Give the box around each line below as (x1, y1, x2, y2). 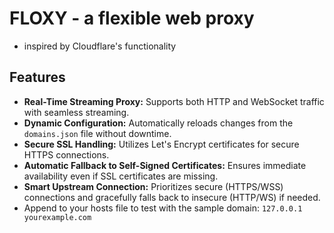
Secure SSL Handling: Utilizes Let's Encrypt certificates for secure (23, 138, 300, 150)
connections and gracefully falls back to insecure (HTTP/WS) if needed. (23, 191, 321, 203)
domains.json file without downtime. (23, 127, 172, 139)
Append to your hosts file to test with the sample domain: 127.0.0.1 (23, 202, 303, 214)
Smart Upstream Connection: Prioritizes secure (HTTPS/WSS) (23, 180, 284, 192)
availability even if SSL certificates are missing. (23, 170, 219, 182)
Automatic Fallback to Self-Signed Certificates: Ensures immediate (23, 159, 307, 171)
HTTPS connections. (23, 148, 110, 161)
